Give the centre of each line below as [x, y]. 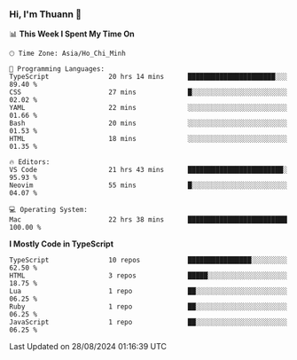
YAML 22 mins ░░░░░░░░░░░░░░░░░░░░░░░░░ [148, 108]
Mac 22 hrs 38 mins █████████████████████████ [148, 220]
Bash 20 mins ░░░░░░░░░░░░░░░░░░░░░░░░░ [148, 123]
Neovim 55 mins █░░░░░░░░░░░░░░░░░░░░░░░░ [148, 185]
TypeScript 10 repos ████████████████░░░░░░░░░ [148, 261]
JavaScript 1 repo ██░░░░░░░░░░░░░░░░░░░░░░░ [148, 323]
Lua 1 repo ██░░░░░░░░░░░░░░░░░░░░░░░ [148, 292]
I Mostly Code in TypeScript [61, 244]
